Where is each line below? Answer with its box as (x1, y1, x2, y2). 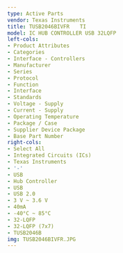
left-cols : (7, 36, 39, 43)
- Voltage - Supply (7, 101, 64, 107)
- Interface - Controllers (7, 55, 85, 62)
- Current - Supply (7, 107, 64, 114)
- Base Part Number (7, 132, 64, 139)
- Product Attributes (7, 42, 70, 49)
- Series (7, 68, 33, 75)
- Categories (7, 49, 45, 56)
